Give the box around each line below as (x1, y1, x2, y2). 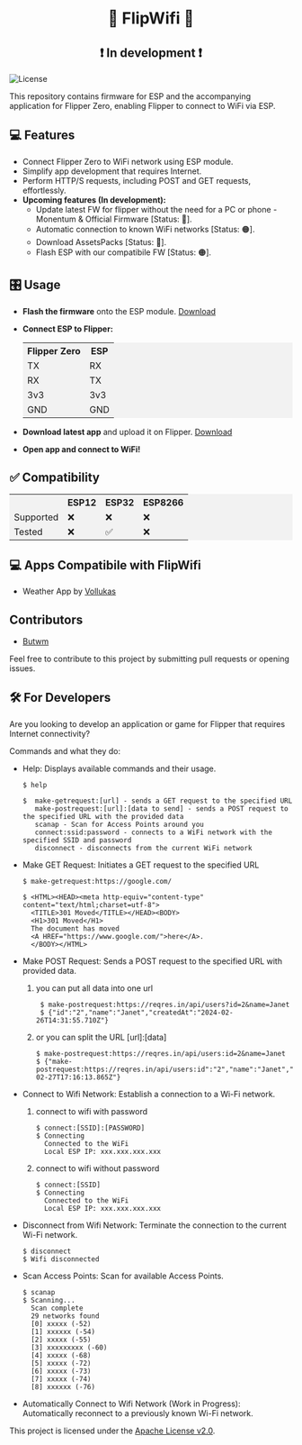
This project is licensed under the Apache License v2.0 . (9, 1425, 216, 1436)
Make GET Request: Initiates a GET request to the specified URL (22, 859, 260, 870)
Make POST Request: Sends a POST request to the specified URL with (22, 955, 283, 967)
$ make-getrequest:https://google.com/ (22, 877, 173, 886)
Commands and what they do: (9, 745, 121, 756)
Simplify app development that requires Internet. (22, 166, 202, 177)
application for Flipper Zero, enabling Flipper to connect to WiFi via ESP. (9, 101, 276, 111)
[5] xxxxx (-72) (31, 1359, 92, 1368)
